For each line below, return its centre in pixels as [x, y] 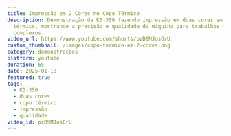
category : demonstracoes [43, 52]
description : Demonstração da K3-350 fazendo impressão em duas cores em [115, 20]
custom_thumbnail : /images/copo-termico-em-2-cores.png [89, 45]
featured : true [29, 77]
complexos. [29, 33]
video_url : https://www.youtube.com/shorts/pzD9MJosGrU [89, 39]
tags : [15, 84]
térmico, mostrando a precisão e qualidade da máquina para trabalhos [117, 26]
